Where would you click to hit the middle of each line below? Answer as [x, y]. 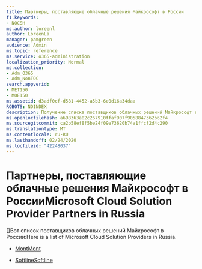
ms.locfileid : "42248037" [38, 146]
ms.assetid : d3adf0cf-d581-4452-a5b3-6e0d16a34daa [71, 101]
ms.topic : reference [32, 51]
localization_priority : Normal [45, 62]
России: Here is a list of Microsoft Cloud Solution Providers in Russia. [91, 237]
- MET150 [17, 90]
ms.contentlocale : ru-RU [37, 135]
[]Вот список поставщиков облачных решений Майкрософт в [85, 230]
